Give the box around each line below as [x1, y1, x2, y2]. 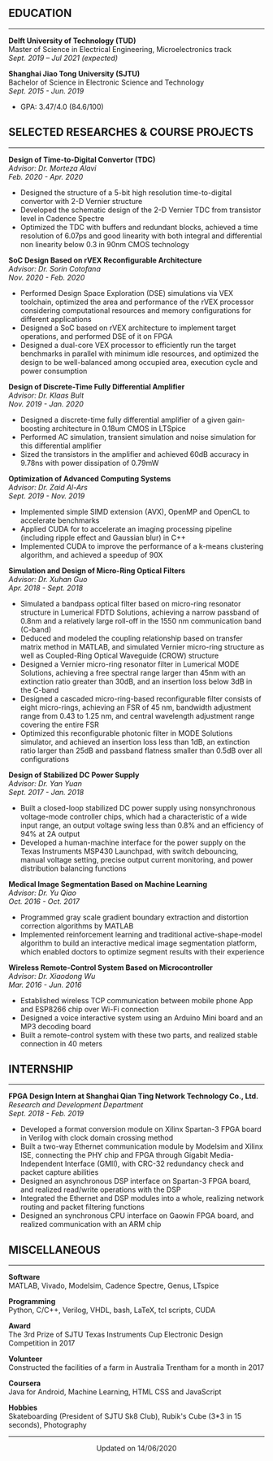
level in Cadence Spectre [19, 213, 105, 223]
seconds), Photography [8, 1420, 87, 1430]
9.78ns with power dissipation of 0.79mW [19, 458, 159, 467]
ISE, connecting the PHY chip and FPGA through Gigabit [19, 1150, 209, 1160]
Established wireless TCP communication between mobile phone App [19, 995, 253, 1005]
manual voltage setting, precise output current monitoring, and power [19, 854, 253, 864]
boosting [19, 423, 50, 433]
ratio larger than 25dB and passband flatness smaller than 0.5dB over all [19, 746, 262, 755]
